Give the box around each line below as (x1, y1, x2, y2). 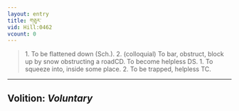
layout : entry (7, 10, 50, 18)
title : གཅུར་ (7, 17, 41, 24)
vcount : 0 (7, 30, 37, 38)
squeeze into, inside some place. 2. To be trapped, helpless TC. (24, 65, 212, 73)
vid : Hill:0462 (7, 23, 53, 31)
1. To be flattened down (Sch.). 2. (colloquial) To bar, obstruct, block (24, 50, 224, 58)
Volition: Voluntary (7, 92, 93, 104)
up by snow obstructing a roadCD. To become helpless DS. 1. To (24, 58, 213, 66)
